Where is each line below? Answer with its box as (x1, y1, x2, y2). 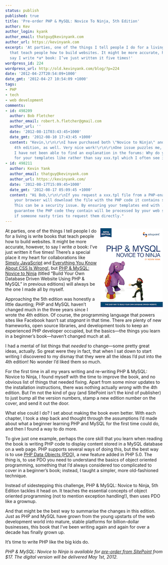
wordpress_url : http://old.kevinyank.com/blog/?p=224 (5, 66, 120, 71)
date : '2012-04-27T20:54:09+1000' (5, 71, 77, 76)
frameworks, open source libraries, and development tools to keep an (5, 322, 148, 328)
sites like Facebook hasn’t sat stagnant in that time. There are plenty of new (5, 317, 161, 323)
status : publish (5, 8, 39, 13)
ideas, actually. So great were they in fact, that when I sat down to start (5, 348, 151, 354)
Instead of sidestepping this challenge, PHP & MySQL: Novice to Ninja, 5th (5, 482, 158, 488)
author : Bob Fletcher (9, 113, 55, 118)
